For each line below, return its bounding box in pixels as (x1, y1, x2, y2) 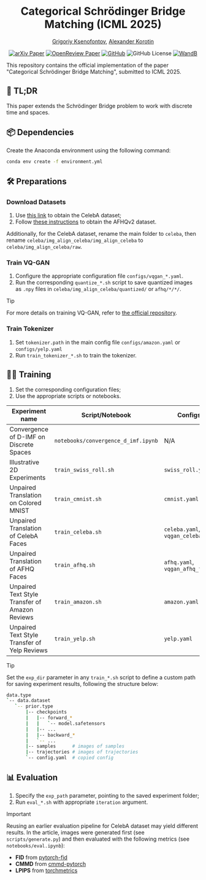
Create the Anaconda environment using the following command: (6, 146, 171, 154)
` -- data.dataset (6, 698, 51, 704)
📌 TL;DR (6, 86, 38, 96)
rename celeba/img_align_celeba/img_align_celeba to (6, 236, 143, 244)
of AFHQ (9, 564, 35, 573)
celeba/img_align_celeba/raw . (6, 243, 83, 251)
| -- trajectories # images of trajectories (25, 749, 139, 755)
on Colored (9, 499, 42, 507)
